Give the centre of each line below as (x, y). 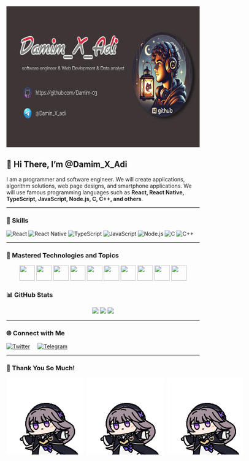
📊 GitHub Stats (30, 295)
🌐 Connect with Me (36, 333)
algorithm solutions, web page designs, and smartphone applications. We (99, 186)
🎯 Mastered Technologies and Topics (63, 256)
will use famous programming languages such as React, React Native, (95, 192)
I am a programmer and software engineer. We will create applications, (96, 179)
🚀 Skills (17, 220)
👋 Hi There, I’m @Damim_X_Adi (67, 165)
